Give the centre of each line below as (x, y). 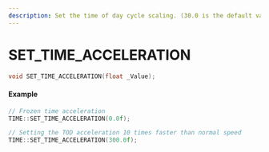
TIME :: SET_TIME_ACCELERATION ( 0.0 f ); (69, 119)
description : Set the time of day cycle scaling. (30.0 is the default (130, 16)
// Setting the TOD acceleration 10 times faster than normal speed (125, 133)
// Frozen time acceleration (57, 111)
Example (23, 94)
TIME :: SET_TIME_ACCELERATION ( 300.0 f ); (73, 140)
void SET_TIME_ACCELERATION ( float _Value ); (82, 76)
